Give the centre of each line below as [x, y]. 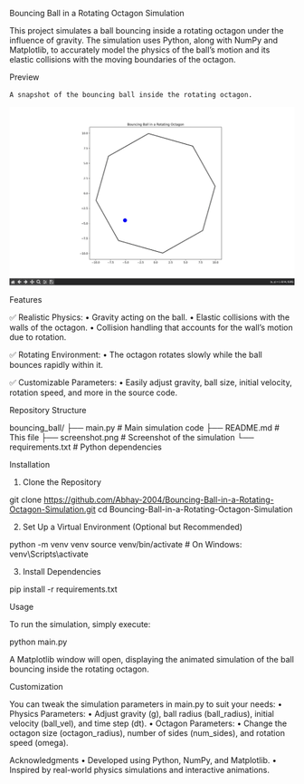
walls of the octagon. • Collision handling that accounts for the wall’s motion [152, 327]
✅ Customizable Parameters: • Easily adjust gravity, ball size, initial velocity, [151, 382]
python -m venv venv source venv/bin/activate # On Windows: [126, 544]
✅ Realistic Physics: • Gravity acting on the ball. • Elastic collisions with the [150, 317]
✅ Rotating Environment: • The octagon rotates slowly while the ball [136, 354]
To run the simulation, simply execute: [80, 624]
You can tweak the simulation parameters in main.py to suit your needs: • [146, 704]
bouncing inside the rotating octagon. [79, 669]
